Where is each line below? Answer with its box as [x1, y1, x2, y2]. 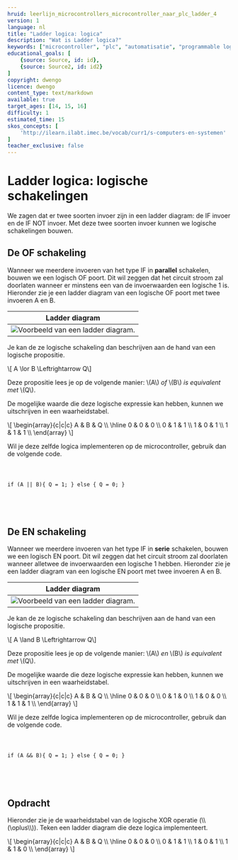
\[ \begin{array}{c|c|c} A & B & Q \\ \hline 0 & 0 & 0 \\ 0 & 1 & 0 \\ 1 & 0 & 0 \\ [7, 692, 227, 700]
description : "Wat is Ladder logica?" [7, 37, 122, 44]
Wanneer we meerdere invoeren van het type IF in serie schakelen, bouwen [7, 544, 229, 553]
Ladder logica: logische [7, 173, 149, 189]
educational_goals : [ [7, 50, 72, 57]
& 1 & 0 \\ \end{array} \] [7, 845, 75, 854]
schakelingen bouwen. [7, 226, 73, 235]
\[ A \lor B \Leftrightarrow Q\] [7, 364, 92, 373]
